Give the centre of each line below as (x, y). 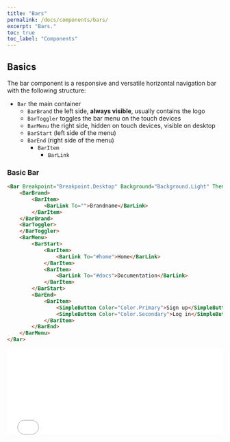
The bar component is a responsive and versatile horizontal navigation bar (112, 83)
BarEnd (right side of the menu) (71, 140)
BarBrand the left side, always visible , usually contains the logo (116, 111)
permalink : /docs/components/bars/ (58, 20)
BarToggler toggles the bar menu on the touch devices (104, 118)
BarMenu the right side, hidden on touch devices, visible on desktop (121, 125)
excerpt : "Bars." (32, 26)
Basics (22, 67)
